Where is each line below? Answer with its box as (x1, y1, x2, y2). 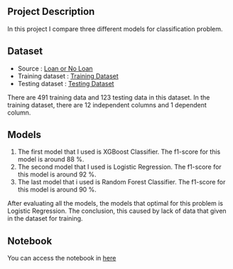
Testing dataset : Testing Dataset (17, 79, 114, 88)
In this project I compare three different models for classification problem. (7, 24, 223, 33)
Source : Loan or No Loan (17, 64, 94, 73)
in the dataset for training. (7, 214, 83, 223)
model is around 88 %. (17, 155, 85, 164)
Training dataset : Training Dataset (17, 71, 119, 80)
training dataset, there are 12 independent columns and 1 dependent (7, 100, 207, 109)
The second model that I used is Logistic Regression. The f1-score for (17, 163, 222, 172)
